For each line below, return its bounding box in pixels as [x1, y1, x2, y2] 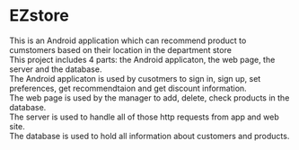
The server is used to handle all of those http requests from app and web [9, 111, 280, 122]
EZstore [9, 5, 69, 26]
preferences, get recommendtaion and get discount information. [9, 83, 247, 93]
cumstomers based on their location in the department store [9, 44, 232, 55]
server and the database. [9, 64, 102, 75]
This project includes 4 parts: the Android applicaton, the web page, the [9, 54, 276, 65]
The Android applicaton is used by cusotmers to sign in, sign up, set [9, 73, 261, 84]
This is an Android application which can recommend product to [9, 35, 247, 46]
